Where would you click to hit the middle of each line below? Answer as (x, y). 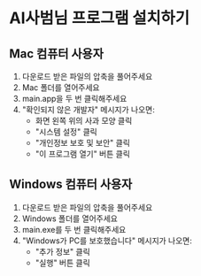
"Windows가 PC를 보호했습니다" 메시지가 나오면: (107, 241)
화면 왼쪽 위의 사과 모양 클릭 (84, 121)
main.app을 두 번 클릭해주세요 (74, 99)
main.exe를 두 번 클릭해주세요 (74, 229)
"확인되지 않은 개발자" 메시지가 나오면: (88, 110)
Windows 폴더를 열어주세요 (70, 218)
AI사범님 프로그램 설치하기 (100, 18)
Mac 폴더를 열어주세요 (61, 88)
